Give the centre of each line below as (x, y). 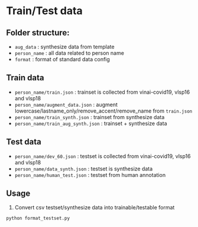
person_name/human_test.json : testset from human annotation (90, 175)
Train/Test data (44, 11)
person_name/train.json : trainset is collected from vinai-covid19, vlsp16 (102, 92)
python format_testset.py (38, 218)
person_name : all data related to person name (69, 53)
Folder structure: (38, 33)
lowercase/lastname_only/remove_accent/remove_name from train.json (103, 111)
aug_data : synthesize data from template (64, 47)
